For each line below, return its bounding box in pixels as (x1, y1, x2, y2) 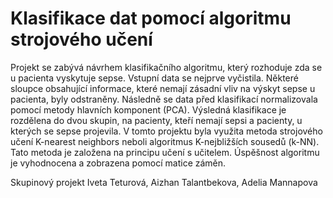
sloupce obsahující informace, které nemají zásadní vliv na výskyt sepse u (10, 82, 316, 94)
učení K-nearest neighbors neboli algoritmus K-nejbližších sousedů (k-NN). (10, 135, 320, 147)
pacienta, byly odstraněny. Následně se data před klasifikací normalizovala (10, 93, 318, 105)
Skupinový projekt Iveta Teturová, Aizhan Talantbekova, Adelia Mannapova (10, 176, 318, 188)
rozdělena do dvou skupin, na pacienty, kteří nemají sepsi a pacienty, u (10, 114, 303, 126)
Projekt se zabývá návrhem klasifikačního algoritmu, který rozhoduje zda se (10, 61, 323, 73)
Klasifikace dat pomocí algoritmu (10, 7, 292, 30)
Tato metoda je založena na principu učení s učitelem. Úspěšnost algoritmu (10, 146, 320, 158)
